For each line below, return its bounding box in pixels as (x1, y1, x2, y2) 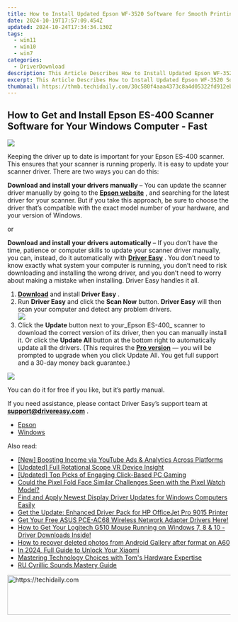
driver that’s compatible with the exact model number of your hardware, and (7, 203, 229, 213)
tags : (7, 30, 23, 38)
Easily (17, 501, 35, 509)
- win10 (13, 43, 37, 50)
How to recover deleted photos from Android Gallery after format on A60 (17, 538, 230, 547)
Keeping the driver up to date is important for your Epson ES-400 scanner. (7, 152, 225, 161)
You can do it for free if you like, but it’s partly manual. (7, 385, 165, 394)
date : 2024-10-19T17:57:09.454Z (7, 17, 103, 24)
